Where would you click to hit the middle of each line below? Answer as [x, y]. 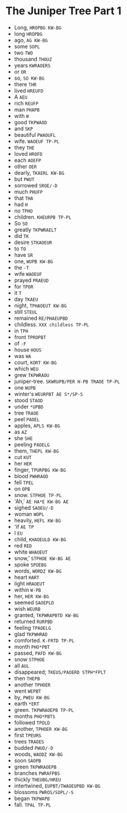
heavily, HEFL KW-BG [38, 520]
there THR [25, 84]
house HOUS [28, 350]
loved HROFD [28, 153]
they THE [24, 147]
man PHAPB [27, 109]
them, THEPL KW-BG [36, 451]
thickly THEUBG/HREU [38, 779]
